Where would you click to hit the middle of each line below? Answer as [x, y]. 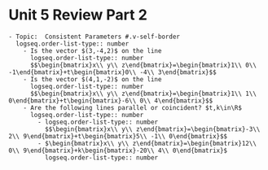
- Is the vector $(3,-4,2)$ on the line [92, 50]
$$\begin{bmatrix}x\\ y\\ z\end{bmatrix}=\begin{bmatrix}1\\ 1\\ [143, 94]
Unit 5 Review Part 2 [78, 15]
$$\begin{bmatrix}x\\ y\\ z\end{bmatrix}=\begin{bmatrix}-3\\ [152, 129]
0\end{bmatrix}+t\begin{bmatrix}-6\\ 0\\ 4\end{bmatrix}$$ [111, 100]
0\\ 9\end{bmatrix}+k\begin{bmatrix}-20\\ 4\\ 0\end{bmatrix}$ [118, 150]
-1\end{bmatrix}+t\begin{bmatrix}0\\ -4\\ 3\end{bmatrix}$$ [113, 72]
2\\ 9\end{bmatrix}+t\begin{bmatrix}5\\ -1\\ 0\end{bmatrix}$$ [118, 136]
